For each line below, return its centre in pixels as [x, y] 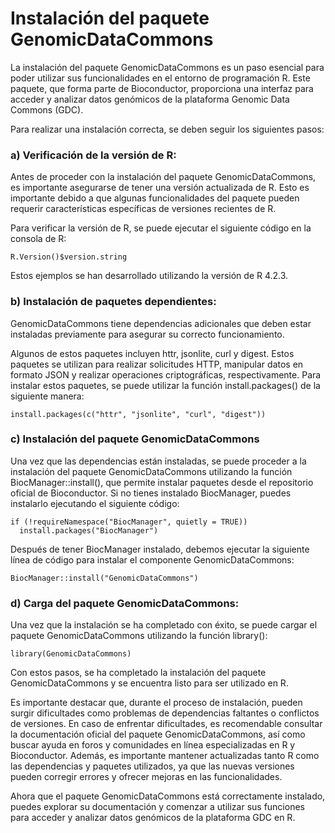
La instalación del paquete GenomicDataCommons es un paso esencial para [167, 67]
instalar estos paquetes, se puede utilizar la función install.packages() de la [165, 385]
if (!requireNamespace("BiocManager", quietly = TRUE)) [129, 522]
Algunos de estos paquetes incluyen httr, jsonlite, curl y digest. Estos [152, 353]
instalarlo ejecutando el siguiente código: [95, 503]
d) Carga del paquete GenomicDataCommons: [125, 603]
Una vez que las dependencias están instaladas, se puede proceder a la [158, 461]
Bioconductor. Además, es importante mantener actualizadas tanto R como [165, 756]
